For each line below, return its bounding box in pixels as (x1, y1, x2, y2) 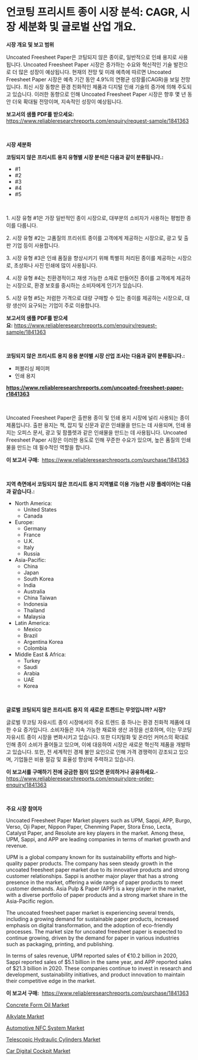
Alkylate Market (6, 1013, 44, 1020)
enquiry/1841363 (6, 781, 47, 788)
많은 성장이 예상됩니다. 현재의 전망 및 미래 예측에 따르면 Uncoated (18, 68, 171, 75)
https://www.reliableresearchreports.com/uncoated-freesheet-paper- (6, 384, 184, 391)
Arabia (23, 669, 40, 676)
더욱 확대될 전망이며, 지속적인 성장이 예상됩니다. (12, 98, 123, 105)
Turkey (23, 657, 41, 664)
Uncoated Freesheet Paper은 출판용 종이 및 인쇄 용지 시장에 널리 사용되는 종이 (6, 414, 190, 421)
